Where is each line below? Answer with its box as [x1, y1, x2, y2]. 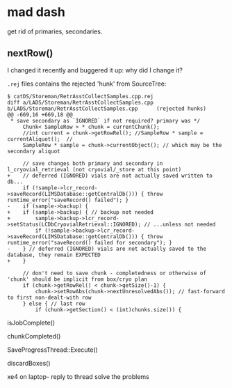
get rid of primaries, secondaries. [7, 27, 103, 36]
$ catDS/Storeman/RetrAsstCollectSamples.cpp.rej [7, 93, 154, 100]
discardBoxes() [7, 359, 51, 367]
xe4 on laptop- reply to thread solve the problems [7, 372, 149, 380]
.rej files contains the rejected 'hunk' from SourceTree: [7, 79, 167, 88]
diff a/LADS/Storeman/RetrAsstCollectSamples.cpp [7, 99, 154, 106]
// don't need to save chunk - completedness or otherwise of [22, 270, 207, 277]
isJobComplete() [7, 318, 56, 327]
